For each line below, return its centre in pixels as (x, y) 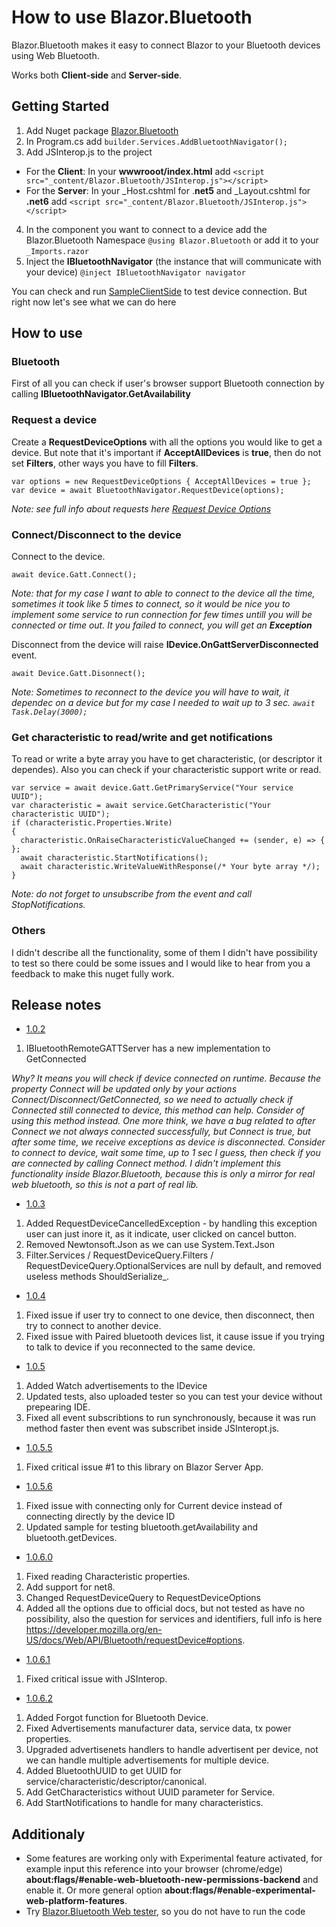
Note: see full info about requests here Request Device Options (141, 508)
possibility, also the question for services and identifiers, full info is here (174, 1619)
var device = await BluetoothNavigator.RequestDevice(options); (148, 490)
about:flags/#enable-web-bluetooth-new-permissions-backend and (172, 1880)
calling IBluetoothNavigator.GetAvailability (101, 394)
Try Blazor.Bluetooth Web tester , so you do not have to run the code (165, 1912)
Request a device (54, 420)
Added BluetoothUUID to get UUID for (104, 1771)
